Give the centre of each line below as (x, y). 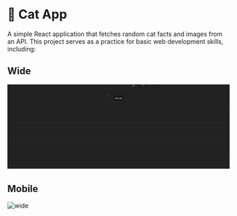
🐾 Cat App (37, 14)
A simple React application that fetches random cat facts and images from (115, 34)
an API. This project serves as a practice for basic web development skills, (115, 41)
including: (22, 49)
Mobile (23, 189)
